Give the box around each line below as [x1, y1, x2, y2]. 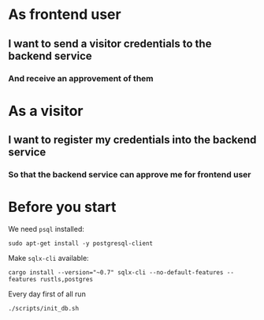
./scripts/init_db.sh [8, 304, 80, 312]
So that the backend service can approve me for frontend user [8, 169, 251, 180]
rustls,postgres [39, 275, 93, 283]
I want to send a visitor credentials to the [8, 37, 212, 50]
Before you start [8, 199, 117, 216]
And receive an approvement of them [8, 73, 154, 84]
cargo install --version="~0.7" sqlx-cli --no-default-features [8, 268, 224, 277]
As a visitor [8, 102, 84, 120]
